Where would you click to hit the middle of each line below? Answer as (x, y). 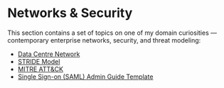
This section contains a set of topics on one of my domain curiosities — (112, 33)
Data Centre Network (49, 54)
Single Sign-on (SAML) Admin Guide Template (85, 77)
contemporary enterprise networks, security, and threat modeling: (104, 40)
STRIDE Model (39, 61)
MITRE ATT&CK (41, 69)
